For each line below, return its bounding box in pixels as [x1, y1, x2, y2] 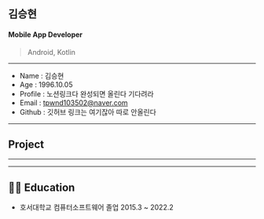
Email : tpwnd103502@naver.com [19, 97, 128, 108]
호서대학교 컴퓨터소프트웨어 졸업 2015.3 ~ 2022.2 [19, 203, 174, 212]
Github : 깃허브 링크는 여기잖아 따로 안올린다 [19, 107, 157, 116]
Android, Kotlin [27, 47, 76, 57]
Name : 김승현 [19, 71, 64, 80]
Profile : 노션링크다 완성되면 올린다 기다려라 [19, 89, 155, 98]
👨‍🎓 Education [8, 181, 75, 194]
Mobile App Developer [8, 30, 83, 39]
